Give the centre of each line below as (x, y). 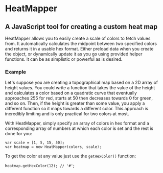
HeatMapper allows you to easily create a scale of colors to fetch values (78, 38)
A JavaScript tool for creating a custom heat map (81, 27)
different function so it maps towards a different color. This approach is (77, 109)
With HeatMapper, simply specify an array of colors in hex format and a (77, 124)
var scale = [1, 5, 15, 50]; (35, 143)
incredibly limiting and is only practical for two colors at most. (67, 114)
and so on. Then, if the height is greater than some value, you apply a (75, 103)
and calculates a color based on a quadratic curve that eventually (71, 93)
